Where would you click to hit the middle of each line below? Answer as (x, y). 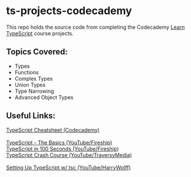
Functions (27, 72)
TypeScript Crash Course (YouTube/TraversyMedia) (69, 155)
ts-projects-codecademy (69, 11)
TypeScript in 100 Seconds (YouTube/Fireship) (62, 149)
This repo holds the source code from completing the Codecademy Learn (95, 27)
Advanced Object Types (44, 97)
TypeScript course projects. (40, 33)
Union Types (30, 85)
